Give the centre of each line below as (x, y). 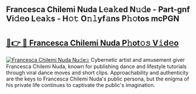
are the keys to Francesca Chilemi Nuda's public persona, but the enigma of (98, 79)
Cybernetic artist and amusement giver (138, 60)
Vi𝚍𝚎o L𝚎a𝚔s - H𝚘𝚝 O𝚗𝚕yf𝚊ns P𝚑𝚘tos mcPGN (93, 19)
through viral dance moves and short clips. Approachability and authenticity (97, 73)
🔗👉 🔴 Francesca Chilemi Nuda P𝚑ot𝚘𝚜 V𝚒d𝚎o (92, 43)
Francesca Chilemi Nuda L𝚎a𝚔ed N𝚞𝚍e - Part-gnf (98, 10)
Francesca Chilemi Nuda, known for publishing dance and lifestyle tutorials (97, 66)
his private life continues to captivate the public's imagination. (81, 85)
